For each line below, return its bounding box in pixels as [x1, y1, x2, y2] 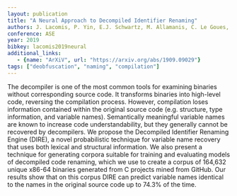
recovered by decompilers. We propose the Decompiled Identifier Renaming [7, 127, 229, 136]
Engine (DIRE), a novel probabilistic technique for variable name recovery [7, 135, 221, 144]
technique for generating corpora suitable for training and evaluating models [7, 150, 231, 158]
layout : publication [7, 10, 69, 18]
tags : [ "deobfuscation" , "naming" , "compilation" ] [7, 63, 160, 70]
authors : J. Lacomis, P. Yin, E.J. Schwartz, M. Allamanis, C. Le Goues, [7, 23, 230, 30]
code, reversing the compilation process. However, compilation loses [7, 97, 209, 106]
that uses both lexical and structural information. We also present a [7, 142, 203, 151]
